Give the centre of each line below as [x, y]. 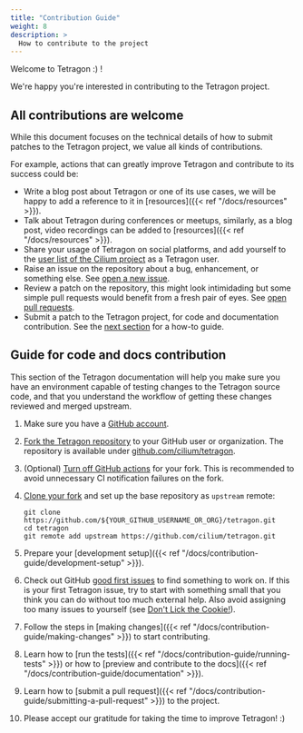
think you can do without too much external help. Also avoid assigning [155, 599]
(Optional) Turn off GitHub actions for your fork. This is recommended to [159, 468]
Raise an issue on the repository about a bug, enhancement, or [141, 269]
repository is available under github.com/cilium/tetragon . [129, 451]
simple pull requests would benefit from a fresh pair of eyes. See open [155, 298]
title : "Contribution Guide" [65, 18]
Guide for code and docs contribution [118, 355]
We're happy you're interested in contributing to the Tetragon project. [140, 86]
